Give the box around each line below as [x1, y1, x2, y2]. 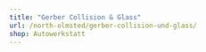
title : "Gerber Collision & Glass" [9, 12, 142, 22]
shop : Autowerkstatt [9, 29, 87, 38]
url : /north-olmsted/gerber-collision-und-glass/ [9, 21, 198, 30]
